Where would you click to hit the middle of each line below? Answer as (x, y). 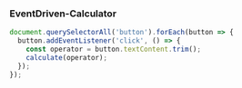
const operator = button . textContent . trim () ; (114, 49)
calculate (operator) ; (66, 57)
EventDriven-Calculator (63, 14)
